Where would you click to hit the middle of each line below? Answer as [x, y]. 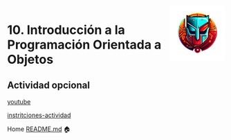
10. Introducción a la [66, 30]
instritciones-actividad [39, 115]
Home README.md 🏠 [39, 129]
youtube [19, 102]
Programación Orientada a [84, 45]
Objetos [30, 60]
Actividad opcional [48, 85]
